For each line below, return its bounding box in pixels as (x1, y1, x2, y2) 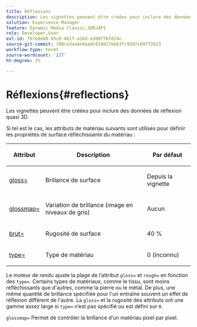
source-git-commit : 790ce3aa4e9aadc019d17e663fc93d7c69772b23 (6, 42, 161, 47)
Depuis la (147, 172, 173, 180)
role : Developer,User (6, 30, 59, 36)
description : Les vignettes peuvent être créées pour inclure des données (6, 14, 193, 20)
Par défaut (152, 151, 183, 159)
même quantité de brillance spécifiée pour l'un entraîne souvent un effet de (6, 291, 189, 298)
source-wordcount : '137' (6, 52, 67, 58)
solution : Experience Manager (6, 19, 80, 25)
